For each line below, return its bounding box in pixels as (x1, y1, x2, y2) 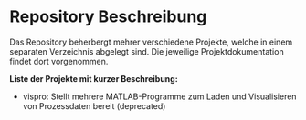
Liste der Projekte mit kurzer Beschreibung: (9, 73, 178, 84)
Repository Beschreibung (9, 6, 207, 27)
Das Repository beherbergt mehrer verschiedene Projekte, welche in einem (9, 36, 293, 47)
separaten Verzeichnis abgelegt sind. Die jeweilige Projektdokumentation (9, 45, 285, 56)
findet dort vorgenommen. (9, 55, 109, 66)
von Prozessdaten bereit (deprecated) (22, 100, 166, 111)
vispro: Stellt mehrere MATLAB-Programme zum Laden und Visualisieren (22, 91, 297, 102)
